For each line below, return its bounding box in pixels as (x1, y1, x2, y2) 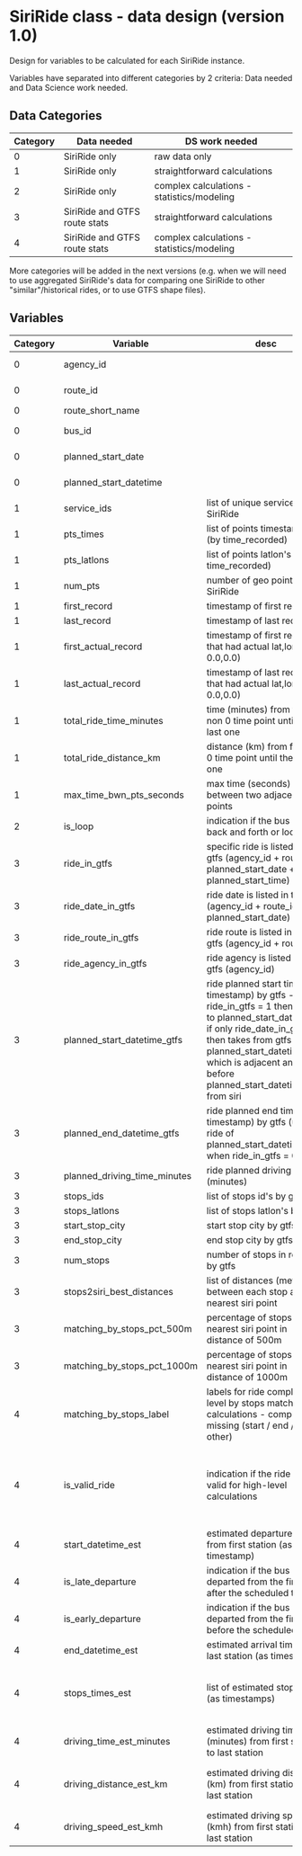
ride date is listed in (206, 888, 289, 901)
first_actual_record (63, 640, 143, 653)
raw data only (154, 150, 212, 163)
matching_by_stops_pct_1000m (63, 1360, 199, 1372)
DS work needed (184, 135, 258, 147)
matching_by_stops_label (63, 1407, 169, 1420)
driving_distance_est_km (63, 1778, 168, 1790)
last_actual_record (63, 677, 141, 690)
